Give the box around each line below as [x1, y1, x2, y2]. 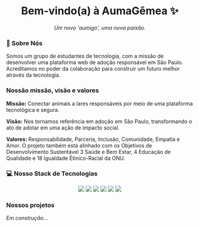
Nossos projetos [6, 201, 55, 209]
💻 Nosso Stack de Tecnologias [6, 169, 98, 178]
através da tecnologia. [6, 71, 61, 78]
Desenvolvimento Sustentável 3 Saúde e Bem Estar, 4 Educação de [6, 148, 171, 155]
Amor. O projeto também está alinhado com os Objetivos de [6, 141, 153, 149]
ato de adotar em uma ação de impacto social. [6, 124, 120, 131]
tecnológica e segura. [6, 106, 59, 113]
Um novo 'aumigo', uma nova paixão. [53, 24, 146, 31]
